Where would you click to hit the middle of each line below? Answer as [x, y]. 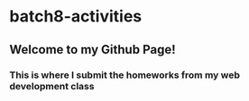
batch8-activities [76, 17]
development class [52, 86]
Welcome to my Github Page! [92, 50]
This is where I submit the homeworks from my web [125, 75]
